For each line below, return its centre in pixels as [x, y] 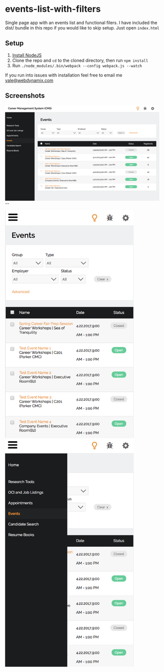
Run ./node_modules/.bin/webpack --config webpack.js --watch [77, 65]
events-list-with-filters [53, 9]
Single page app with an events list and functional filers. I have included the [81, 23]
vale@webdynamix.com [29, 80]
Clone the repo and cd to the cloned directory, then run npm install [80, 60]
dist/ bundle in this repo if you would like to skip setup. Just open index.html [82, 27]
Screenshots [25, 96]
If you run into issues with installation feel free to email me [64, 75]
